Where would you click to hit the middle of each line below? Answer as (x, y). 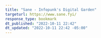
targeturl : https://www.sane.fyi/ (41, 14)
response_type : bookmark (31, 19)
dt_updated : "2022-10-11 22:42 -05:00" (47, 28)
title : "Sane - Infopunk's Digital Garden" (51, 10)
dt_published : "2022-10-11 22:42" (41, 23)
